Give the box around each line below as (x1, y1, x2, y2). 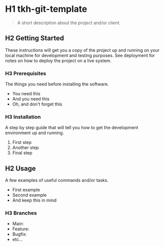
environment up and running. (5, 130, 64, 136)
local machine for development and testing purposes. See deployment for (5, 52, 155, 58)
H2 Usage (5, 164, 36, 173)
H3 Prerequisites (5, 70, 46, 77)
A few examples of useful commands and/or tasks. (5, 177, 109, 183)
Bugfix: (12, 231, 27, 237)
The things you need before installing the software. (5, 81, 109, 87)
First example (12, 187, 41, 193)
